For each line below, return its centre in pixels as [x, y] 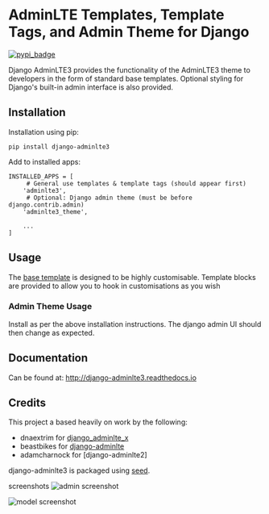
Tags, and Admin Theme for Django [129, 32]
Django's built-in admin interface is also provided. [91, 87]
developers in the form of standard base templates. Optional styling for [126, 78]
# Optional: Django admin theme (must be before [110, 198]
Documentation [48, 358]
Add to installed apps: [44, 161]
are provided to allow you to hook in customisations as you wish [114, 286]
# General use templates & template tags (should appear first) [137, 183]
